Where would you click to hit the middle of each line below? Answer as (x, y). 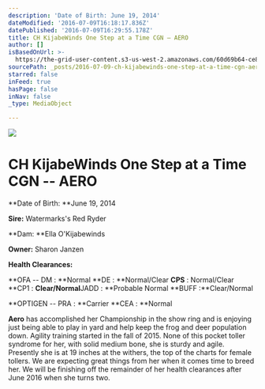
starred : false (33, 74)
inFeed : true (30, 81)
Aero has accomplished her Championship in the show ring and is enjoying (130, 319)
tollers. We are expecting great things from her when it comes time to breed (131, 361)
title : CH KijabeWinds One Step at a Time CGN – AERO (99, 38)
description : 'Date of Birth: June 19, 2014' (84, 15)
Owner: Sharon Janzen (46, 249)
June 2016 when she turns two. (59, 378)
